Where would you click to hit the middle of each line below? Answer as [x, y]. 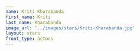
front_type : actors [30, 39]
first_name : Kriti [28, 17]
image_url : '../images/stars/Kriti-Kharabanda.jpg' [70, 28]
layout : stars [23, 33]
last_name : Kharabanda [33, 22]
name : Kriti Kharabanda [35, 11]
